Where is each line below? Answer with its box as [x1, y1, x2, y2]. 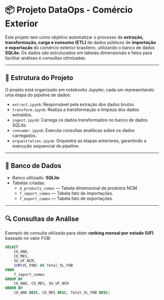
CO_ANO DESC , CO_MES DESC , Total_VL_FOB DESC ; [14, 290, 110, 295]
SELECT [5, 245, 19, 250]
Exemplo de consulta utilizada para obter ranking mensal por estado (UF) [5, 230, 154, 236]
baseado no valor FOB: [5, 236, 51, 241]
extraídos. [12, 111, 33, 118]
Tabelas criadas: [12, 180, 45, 186]
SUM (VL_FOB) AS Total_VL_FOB [14, 263, 73, 268]
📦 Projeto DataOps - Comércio [5, 4, 133, 16]
